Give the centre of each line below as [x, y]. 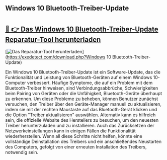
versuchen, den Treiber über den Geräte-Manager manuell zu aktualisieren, [83, 104]
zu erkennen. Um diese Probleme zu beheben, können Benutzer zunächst [82, 99]
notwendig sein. [22, 152]
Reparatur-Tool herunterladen [53, 39]
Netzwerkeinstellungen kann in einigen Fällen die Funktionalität [70, 131]
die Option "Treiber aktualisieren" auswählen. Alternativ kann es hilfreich [80, 115]
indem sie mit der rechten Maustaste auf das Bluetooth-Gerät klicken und [81, 109]
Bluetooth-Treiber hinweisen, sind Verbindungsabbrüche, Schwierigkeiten [82, 88]
